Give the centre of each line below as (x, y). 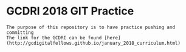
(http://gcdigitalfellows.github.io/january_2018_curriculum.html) (94, 43)
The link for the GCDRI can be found (54, 37)
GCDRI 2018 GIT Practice (70, 11)
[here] (112, 37)
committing (20, 32)
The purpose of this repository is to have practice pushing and (91, 27)
